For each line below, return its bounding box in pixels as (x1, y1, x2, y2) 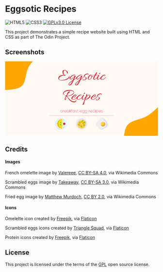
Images (5, 159, 20, 165)
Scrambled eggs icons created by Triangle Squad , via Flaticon (5, 225, 130, 231)
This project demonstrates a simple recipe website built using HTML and (5, 29, 150, 34)
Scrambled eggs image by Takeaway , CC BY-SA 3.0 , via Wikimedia (5, 179, 139, 185)
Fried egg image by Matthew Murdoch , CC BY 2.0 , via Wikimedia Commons (5, 193, 156, 200)
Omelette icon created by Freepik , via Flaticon (5, 215, 97, 221)
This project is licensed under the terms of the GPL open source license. (5, 261, 150, 267)
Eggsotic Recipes (5, 3, 77, 15)
